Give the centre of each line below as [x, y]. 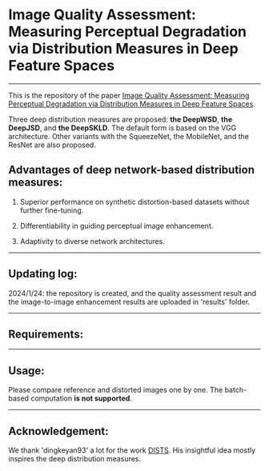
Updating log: [43, 274]
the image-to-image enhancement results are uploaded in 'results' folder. [129, 301]
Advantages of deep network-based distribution [131, 170]
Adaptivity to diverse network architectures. [92, 241]
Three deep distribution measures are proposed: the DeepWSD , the [120, 119]
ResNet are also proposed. [52, 145]
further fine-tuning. [52, 210]
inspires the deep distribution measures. [75, 459]
